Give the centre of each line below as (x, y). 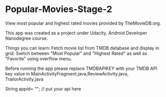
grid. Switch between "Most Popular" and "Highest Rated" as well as (76, 53)
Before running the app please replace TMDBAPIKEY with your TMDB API (81, 68)
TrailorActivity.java (24, 79)
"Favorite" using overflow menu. (39, 58)
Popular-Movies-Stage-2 (59, 9)
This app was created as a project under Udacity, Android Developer (76, 33)
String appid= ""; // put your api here (43, 88)
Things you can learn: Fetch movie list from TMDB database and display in (82, 48)
